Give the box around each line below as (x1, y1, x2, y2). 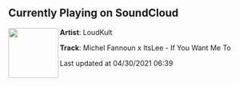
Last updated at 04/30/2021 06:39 (59, 58, 173, 68)
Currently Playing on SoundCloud (8, 6, 179, 20)
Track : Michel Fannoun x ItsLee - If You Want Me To (59, 43, 232, 53)
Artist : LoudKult (59, 27, 113, 37)
